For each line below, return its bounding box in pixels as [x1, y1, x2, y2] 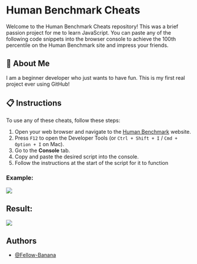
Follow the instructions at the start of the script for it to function [14, 159, 169, 166]
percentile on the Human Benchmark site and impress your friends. [6, 42, 169, 49]
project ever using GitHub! [6, 80, 70, 87]
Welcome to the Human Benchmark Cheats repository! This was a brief [6, 23, 178, 30]
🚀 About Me [6, 59, 50, 69]
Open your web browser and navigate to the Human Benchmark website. [14, 128, 191, 135]
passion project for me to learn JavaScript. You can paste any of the [6, 29, 172, 36]
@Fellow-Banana [14, 252, 56, 259]
